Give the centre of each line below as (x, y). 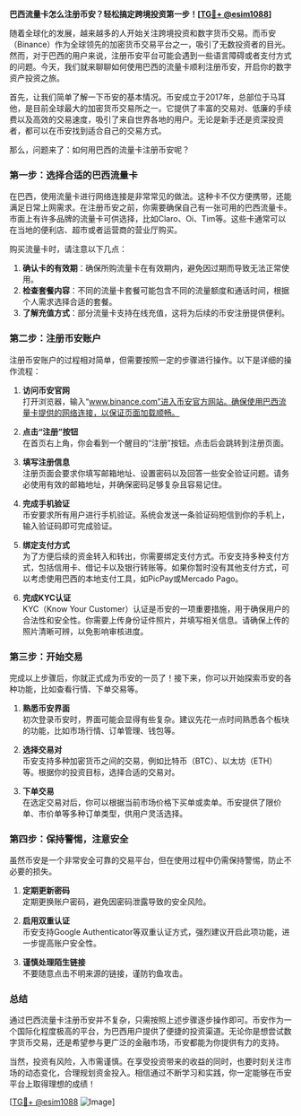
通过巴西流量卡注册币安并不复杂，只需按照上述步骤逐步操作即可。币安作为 (146, 1020)
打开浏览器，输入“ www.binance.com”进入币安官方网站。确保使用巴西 (150, 401)
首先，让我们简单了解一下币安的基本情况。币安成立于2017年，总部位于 (140, 97)
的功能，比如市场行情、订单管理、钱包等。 (101, 730)
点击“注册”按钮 (50, 432)
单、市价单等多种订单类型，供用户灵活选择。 (105, 813)
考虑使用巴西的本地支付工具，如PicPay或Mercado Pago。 (137, 579)
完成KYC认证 (47, 597)
